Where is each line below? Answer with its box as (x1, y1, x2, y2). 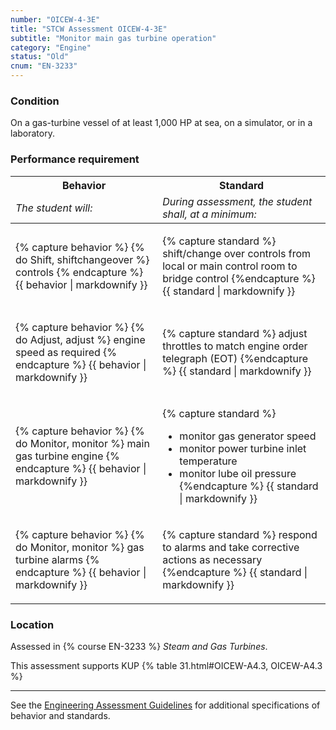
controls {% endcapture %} (15, 265, 144, 279)
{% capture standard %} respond (162, 527, 318, 541)
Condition (10, 94, 60, 108)
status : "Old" (10, 52, 70, 62)
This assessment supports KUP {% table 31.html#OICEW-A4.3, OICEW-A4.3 (10, 659, 323, 671)
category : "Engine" (10, 42, 92, 53)
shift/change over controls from (162, 246, 312, 260)
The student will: (15, 201, 93, 215)
